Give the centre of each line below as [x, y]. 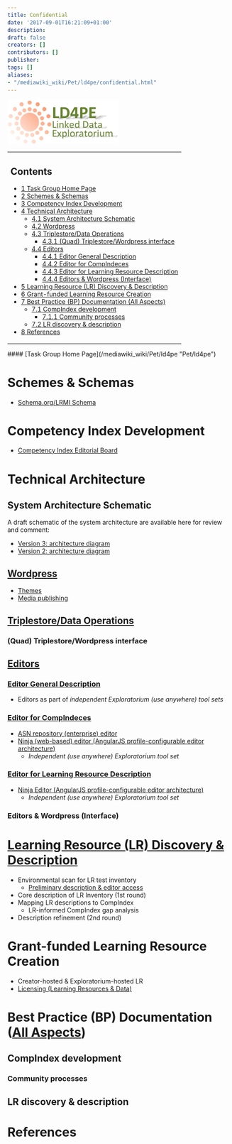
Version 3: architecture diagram [64, 544]
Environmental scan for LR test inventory [77, 880]
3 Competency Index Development [72, 204]
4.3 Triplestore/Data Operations [78, 234]
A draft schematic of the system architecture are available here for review [115, 523]
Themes [30, 591]
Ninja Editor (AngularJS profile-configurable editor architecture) [111, 790]
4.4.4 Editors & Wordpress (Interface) [97, 279]
